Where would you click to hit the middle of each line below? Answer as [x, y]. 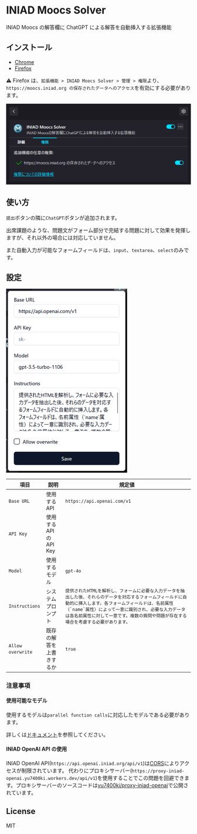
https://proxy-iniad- [158, 771]
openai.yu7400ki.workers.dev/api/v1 [51, 779]
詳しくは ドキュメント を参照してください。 [57, 734]
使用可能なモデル [27, 701]
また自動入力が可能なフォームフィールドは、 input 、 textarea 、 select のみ [95, 250]
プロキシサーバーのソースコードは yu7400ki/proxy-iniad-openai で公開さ [102, 785]
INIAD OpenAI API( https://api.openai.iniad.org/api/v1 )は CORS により [93, 764]
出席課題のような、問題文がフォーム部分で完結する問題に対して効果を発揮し [98, 230]
